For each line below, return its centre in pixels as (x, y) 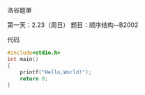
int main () (23, 59)
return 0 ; (34, 78)
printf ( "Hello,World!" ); (56, 72)
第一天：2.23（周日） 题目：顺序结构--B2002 (73, 25)
